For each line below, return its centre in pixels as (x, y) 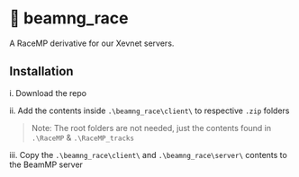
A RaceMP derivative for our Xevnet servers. (92, 43)
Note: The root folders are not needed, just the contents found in (151, 128)
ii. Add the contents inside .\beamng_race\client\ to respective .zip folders (149, 111)
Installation (41, 71)
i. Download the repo (48, 93)
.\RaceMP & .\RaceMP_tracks (83, 137)
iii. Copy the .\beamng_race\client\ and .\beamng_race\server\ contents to (149, 155)
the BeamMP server (46, 164)
